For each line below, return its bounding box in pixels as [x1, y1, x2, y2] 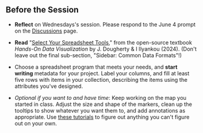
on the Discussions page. [14, 27, 78, 34]
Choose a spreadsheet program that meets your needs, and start [14, 63, 178, 70]
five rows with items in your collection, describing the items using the [14, 76, 188, 83]
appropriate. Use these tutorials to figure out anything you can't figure [14, 113, 190, 120]
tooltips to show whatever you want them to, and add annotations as [14, 107, 185, 114]
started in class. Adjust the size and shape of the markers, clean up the [14, 101, 192, 108]
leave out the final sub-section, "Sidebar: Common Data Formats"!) [14, 51, 182, 59]
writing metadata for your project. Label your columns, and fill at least [14, 69, 190, 77]
